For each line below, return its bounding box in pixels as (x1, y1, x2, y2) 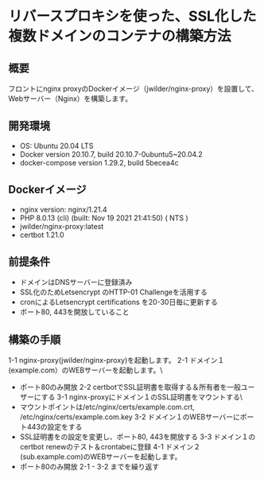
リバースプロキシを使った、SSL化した (8, 7, 257, 25)
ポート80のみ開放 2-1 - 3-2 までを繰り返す (19, 462, 160, 472)
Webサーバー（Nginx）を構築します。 (8, 94, 133, 103)
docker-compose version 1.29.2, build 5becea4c (19, 158, 179, 167)
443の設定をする (26, 423, 83, 432)
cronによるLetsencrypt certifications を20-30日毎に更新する (19, 298, 219, 307)
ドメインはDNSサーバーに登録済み (19, 278, 133, 287)
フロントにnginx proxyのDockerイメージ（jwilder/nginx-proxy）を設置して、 (8, 84, 258, 93)
